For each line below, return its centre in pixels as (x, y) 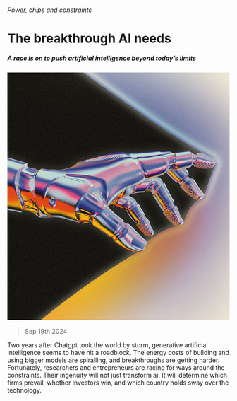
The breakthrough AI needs (89, 38)
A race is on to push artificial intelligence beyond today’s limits (102, 58)
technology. (25, 390)
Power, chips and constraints (50, 10)
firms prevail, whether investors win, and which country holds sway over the (118, 383)
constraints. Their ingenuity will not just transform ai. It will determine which (117, 376)
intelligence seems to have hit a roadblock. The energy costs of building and (118, 353)
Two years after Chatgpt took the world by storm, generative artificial (108, 345)
